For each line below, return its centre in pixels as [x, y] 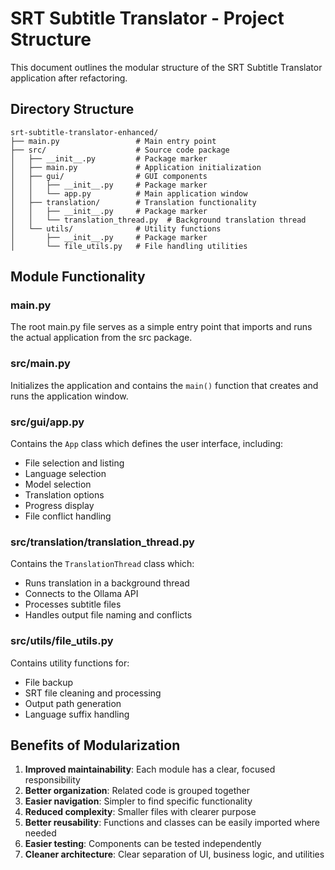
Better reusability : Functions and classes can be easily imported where [172, 823]
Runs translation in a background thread [107, 583]
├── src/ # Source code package [120, 150]
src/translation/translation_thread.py [102, 542]
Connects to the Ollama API [81, 594]
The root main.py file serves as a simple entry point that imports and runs [161, 327]
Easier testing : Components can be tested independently [143, 844]
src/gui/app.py [47, 422]
